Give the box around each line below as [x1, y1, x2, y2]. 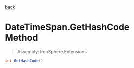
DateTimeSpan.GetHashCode [5, 22, 130, 33]
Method [5, 32, 38, 44]
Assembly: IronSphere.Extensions [17, 48, 87, 54]
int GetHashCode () [5, 58, 43, 63]
